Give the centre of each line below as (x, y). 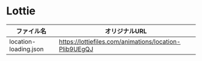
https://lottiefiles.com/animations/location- (120, 41)
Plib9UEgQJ (76, 49)
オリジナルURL (126, 31)
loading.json (26, 49)
